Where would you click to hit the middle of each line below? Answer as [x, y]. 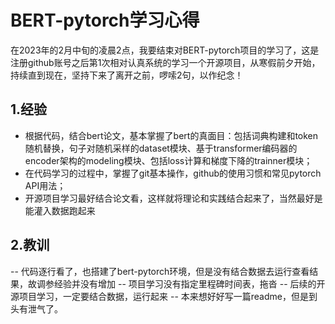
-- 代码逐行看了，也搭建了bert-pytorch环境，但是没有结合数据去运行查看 [160, 271]
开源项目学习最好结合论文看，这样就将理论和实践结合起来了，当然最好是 [173, 198]
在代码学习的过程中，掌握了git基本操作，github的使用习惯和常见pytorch [173, 173]
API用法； [45, 185]
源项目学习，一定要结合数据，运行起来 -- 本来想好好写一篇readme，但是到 [164, 296]
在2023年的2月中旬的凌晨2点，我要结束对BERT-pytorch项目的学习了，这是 [165, 50]
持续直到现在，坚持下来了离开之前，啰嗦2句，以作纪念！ [127, 75]
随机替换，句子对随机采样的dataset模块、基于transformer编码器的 [161, 148]
